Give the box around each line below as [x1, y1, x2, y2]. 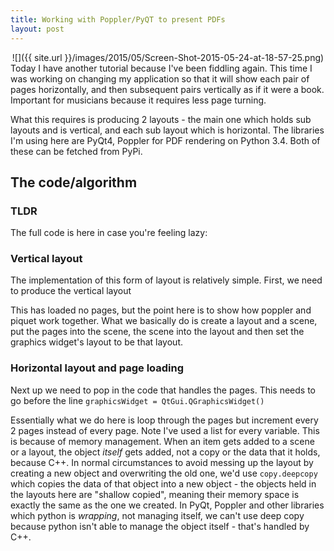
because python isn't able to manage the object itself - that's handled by [10, 520, 310, 532]
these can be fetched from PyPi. [10, 145, 143, 157]
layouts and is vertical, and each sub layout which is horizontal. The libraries [10, 124, 325, 136]
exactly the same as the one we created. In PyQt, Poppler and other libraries [10, 499, 325, 511]
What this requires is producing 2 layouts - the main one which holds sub [10, 113, 312, 125]
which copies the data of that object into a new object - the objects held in [10, 477, 317, 490]
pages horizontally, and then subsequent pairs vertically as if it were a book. [10, 83, 325, 95]
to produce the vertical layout [10, 285, 132, 297]
